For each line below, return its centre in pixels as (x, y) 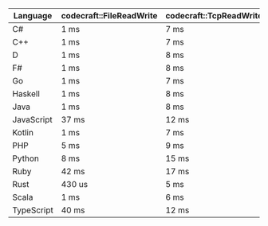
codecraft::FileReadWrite (109, 16)
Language (33, 16)
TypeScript (33, 210)
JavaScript (33, 120)
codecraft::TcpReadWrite (214, 16)
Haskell (26, 94)
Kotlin (23, 132)
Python (26, 158)
